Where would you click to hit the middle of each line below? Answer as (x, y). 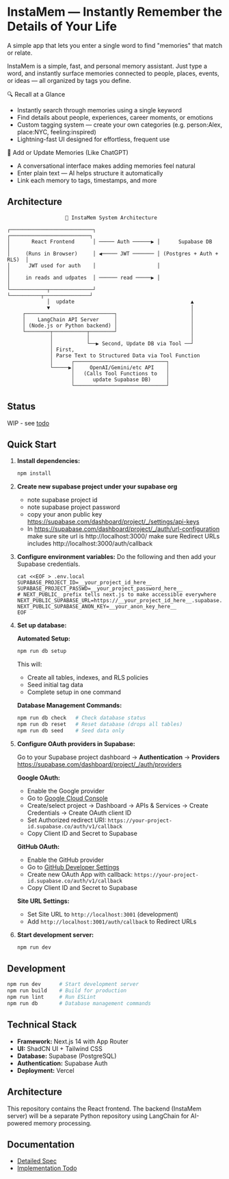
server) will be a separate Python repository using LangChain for (98, 1116)
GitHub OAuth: (38, 846)
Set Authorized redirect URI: (67, 820)
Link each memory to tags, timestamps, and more (87, 180)
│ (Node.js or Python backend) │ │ (108, 325)
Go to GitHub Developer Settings (73, 867)
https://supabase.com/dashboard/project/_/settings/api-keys (113, 522)
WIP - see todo (28, 423)
